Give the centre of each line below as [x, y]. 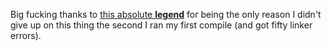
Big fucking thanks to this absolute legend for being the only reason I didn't [166, 14]
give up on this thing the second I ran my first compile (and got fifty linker [161, 25]
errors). [26, 35]
